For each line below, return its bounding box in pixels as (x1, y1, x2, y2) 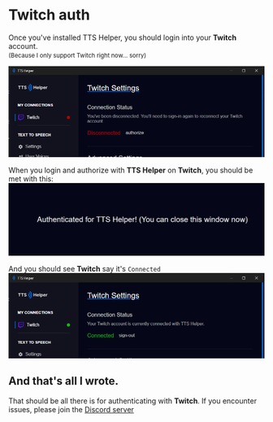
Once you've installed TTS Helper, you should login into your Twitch (8, 33, 237, 42)
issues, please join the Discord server (8, 404, 134, 414)
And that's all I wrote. (8, 374, 119, 388)
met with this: (8, 174, 54, 184)
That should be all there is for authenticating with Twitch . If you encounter (8, 396, 258, 406)
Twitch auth (8, 6, 91, 24)
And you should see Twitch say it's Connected (8, 264, 161, 274)
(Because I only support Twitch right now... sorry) (8, 51, 147, 59)
